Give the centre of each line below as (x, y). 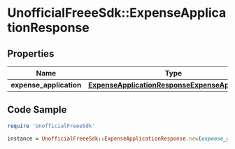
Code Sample (37, 110)
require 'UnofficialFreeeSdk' (51, 126)
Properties (31, 54)
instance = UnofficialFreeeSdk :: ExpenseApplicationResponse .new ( (104, 139)
